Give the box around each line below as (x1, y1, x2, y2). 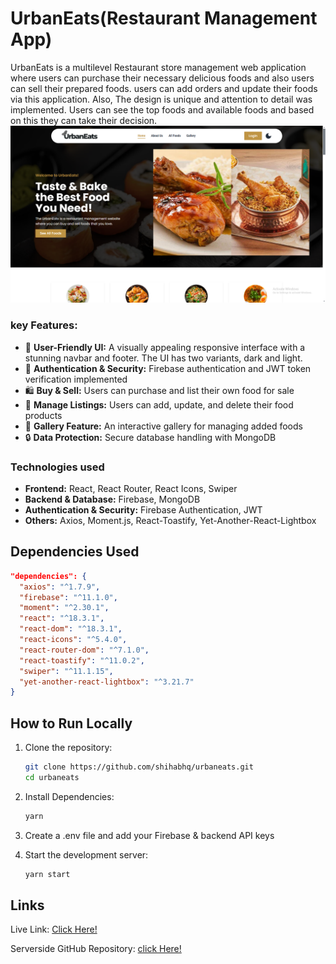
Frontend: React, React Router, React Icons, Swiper (24, 483, 238, 495)
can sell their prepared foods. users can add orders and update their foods (10, 82, 318, 94)
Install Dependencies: (24, 790, 115, 802)
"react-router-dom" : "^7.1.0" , (19, 645, 150, 655)
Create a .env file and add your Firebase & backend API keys (24, 829, 275, 841)
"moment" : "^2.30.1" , (19, 603, 110, 613)
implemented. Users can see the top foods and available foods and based (10, 103, 315, 116)
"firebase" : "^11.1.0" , (19, 592, 118, 602)
